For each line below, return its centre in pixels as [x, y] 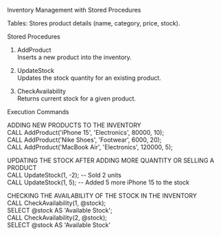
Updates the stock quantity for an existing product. [89, 78]
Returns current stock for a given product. [76, 98]
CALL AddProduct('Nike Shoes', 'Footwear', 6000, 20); [84, 140]
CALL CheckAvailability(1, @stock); [57, 203]
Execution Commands [38, 112]
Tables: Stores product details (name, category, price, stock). [94, 23]
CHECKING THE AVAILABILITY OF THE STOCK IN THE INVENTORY [102, 196]
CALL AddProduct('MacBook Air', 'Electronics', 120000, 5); [90, 147]
